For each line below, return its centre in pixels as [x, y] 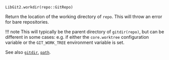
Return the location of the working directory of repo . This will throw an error [84, 17]
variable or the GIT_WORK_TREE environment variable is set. [65, 42]
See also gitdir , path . [28, 52]
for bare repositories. [27, 22]
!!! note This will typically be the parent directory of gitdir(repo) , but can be [85, 32]
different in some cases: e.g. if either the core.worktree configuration [77, 37]
